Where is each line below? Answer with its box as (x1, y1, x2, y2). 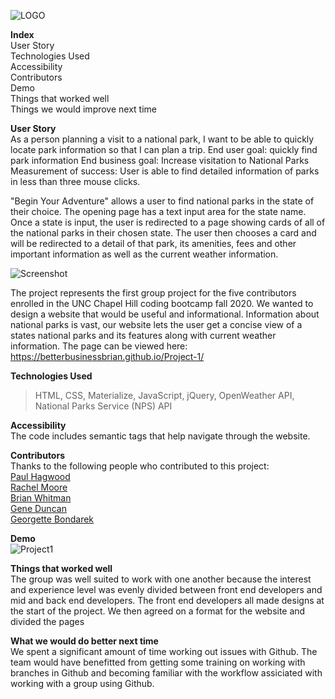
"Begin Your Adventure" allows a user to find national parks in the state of (10, 195, 315, 207)
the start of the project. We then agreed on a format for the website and (10, 605, 306, 617)
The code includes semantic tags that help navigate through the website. (10, 430, 311, 442)
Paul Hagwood (10, 471, 71, 482)
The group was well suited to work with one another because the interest (10, 573, 312, 585)
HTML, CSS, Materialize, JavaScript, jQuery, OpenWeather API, (34, 390, 295, 401)
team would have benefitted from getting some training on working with (10, 656, 306, 668)
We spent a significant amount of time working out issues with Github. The (10, 646, 318, 657)
